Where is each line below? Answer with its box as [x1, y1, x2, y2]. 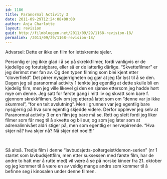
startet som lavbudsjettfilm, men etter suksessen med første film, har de [5, 152, 154, 158]
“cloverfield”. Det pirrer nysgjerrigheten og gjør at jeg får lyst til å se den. [5, 74, 155, 80]
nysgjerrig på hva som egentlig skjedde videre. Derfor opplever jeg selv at [5, 106, 158, 112]
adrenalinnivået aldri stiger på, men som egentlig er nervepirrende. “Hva [5, 122, 154, 128]
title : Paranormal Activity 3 [5, 12, 69, 17]
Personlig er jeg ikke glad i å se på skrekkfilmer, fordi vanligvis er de [5, 58, 146, 64]
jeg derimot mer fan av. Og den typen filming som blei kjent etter [5, 69, 139, 75]
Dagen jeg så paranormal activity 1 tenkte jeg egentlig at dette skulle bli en [5, 79, 159, 85]
